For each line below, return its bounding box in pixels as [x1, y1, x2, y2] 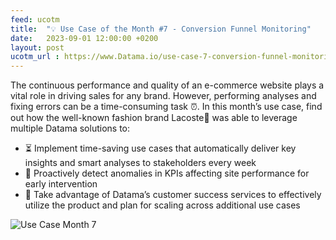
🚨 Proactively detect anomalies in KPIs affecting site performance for [24, 167, 310, 180]
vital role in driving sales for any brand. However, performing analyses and [10, 90, 317, 102]
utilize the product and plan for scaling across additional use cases [24, 199, 301, 211]
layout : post [10, 42, 65, 53]
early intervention [24, 178, 98, 190]
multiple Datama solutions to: [10, 122, 130, 135]
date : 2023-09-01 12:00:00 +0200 [10, 33, 159, 43]
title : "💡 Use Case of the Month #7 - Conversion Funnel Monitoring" [10, 24, 312, 34]
